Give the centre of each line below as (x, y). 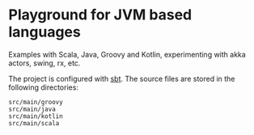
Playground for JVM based (100, 15)
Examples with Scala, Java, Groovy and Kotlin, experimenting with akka (127, 54)
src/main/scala (34, 123)
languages (44, 32)
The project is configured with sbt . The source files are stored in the (122, 78)
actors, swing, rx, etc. (44, 63)
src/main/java (32, 109)
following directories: (44, 87)
